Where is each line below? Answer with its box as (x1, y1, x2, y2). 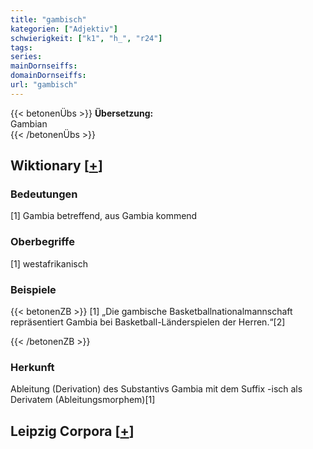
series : (10, 52, 43, 62)
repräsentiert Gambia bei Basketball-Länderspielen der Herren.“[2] (10, 316, 286, 328)
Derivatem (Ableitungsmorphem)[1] (10, 394, 156, 406)
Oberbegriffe (10, 235, 75, 249)
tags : (10, 42, 33, 53)
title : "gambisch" (10, 14, 87, 25)
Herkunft (10, 360, 55, 374)
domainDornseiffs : (10, 71, 87, 81)
